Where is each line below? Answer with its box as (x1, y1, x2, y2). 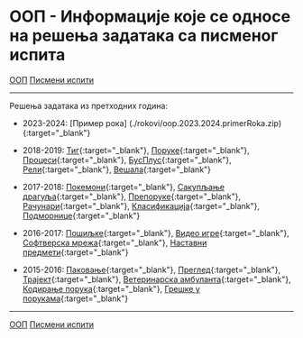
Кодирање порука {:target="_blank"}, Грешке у (22, 283, 200, 294)
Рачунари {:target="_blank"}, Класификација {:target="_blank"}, (22, 200, 260, 211)
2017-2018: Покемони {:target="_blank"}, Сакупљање (22, 181, 225, 192)
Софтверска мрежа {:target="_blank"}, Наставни (22, 237, 207, 248)
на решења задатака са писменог (9, 25, 279, 46)
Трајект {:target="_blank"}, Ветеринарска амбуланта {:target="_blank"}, (22, 273, 291, 285)
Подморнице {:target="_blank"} (22, 210, 141, 221)
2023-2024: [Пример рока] (22, 117, 128, 128)
